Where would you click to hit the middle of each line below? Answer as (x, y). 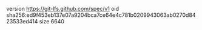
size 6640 (52, 21)
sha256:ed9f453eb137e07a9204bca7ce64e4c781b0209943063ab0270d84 (101, 15)
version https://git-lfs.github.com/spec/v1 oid (63, 9)
